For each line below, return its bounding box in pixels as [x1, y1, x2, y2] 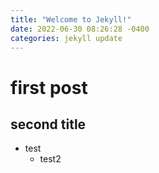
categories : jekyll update [10, 33, 123, 43]
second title [10, 116, 87, 133]
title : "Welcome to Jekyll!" [10, 14, 132, 25]
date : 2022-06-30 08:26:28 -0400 [10, 24, 150, 34]
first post [10, 76, 88, 99]
